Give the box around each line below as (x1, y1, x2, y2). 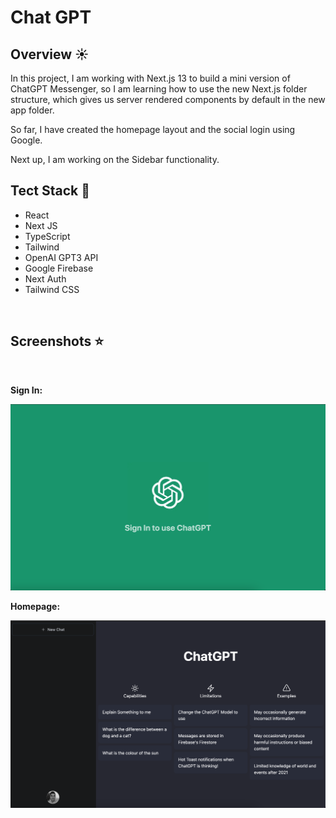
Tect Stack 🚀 (10, 182, 90, 200)
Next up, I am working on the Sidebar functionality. (10, 154, 220, 165)
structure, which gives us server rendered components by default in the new (10, 94, 326, 105)
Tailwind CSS (24, 283, 80, 295)
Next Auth (24, 272, 67, 285)
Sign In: (10, 384, 43, 396)
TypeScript (24, 230, 71, 242)
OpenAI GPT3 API (24, 251, 99, 263)
